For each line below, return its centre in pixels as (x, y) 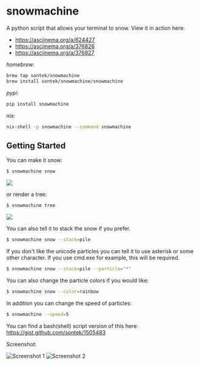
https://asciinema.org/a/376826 (55, 46)
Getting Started (36, 145)
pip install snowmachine (38, 104)
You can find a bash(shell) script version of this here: (72, 326)
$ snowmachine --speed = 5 (38, 314)
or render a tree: (27, 194)
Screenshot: (22, 344)
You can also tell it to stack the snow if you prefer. (68, 228)
